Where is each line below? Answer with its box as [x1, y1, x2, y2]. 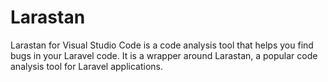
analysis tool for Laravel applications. [10, 60, 163, 72]
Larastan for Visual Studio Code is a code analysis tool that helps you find [10, 39, 314, 51]
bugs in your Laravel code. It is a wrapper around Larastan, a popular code [10, 49, 318, 61]
